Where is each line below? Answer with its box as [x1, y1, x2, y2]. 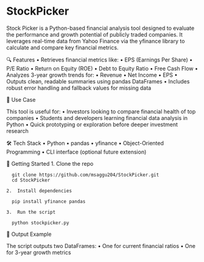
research [6, 127, 29, 135]
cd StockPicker [12, 177, 51, 183]
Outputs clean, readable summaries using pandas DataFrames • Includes [6, 77, 190, 85]
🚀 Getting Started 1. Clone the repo [6, 160, 94, 167]
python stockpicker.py [12, 219, 69, 226]
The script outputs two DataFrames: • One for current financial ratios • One [6, 242, 196, 249]
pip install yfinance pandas [12, 198, 86, 205]
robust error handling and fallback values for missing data [6, 84, 152, 91]
